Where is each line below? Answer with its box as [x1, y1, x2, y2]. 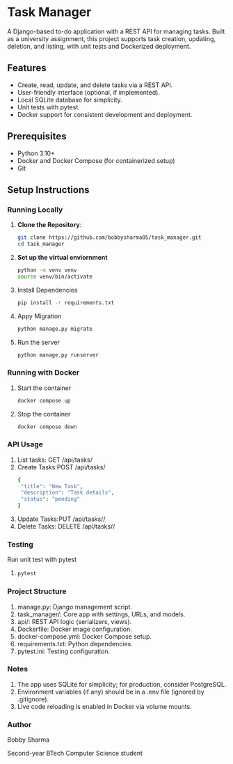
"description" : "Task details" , [20, 489, 115, 497]
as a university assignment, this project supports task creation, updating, [7, 34, 216, 42]
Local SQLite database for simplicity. [17, 95, 123, 104]
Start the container [17, 384, 72, 392]
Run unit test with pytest [7, 555, 77, 564]
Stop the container [17, 410, 71, 418]
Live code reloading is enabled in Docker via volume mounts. [17, 702, 193, 710]
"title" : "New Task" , [20, 483, 83, 490]
